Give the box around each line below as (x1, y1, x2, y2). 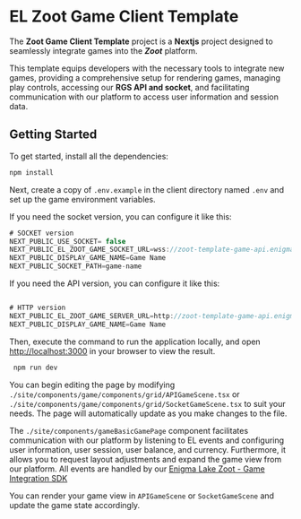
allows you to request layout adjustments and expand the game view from (9, 454, 282, 464)
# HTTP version (9, 303, 66, 312)
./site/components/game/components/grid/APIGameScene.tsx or (9, 388, 240, 400)
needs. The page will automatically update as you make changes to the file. (9, 408, 288, 419)
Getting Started (9, 127, 98, 143)
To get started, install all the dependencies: (9, 151, 168, 161)
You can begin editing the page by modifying (9, 379, 176, 390)
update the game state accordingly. (9, 499, 141, 510)
